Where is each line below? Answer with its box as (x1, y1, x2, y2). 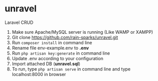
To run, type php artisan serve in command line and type (11, 66, 131, 72)
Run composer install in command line (11, 39, 93, 45)
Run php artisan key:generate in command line (11, 50, 110, 56)
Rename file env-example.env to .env (11, 45, 89, 51)
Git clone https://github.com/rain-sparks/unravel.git (11, 34, 118, 40)
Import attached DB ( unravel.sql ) (11, 61, 81, 67)
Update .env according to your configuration (11, 55, 103, 61)
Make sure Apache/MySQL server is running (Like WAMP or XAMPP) (11, 29, 153, 35)
